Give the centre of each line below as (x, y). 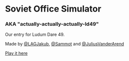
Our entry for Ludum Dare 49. (35, 34)
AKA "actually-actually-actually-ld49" (52, 24)
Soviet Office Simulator (53, 9)
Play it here (16, 53)
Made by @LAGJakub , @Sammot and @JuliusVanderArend (65, 44)
